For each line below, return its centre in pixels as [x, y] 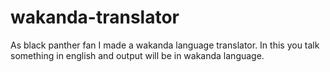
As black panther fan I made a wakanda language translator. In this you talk [165, 45]
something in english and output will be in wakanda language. [137, 55]
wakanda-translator [95, 17]
